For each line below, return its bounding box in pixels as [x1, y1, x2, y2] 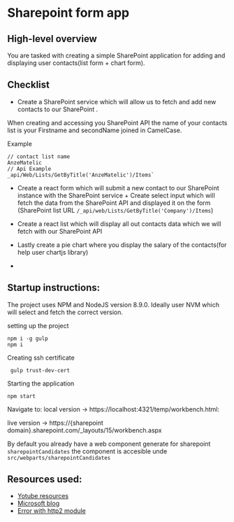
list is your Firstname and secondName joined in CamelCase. [7, 126, 182, 134]
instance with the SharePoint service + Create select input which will [17, 191, 215, 199]
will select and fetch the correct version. [7, 308, 124, 316]
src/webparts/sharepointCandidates [7, 454, 111, 461]
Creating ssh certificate [7, 353, 75, 362]
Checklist [7, 79, 50, 91]
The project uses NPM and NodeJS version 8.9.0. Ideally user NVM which [7, 300, 220, 309]
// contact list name [7, 153, 71, 160]
